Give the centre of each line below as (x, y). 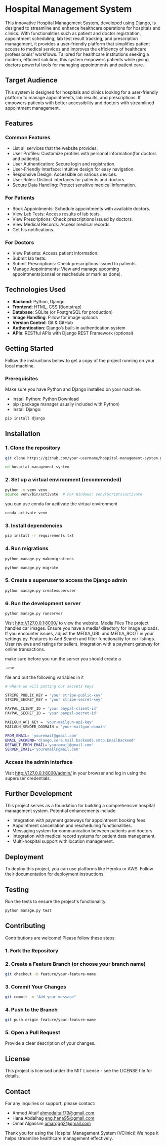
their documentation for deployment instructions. (55, 874)
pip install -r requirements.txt (40, 536)
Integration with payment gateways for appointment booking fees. (79, 820)
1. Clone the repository (33, 448)
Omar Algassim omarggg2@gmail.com (52, 1124)
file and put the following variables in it (44, 677)
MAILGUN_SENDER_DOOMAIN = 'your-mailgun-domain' (56, 727)
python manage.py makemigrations (40, 559)
